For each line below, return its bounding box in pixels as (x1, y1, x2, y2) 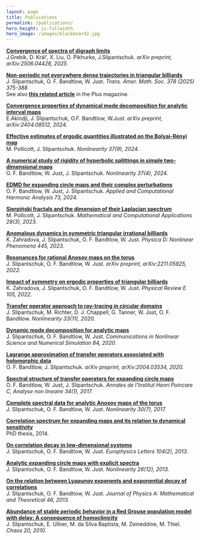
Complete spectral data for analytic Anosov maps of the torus (6, 399, 163, 406)
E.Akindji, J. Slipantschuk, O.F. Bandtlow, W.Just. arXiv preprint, (6, 115, 163, 122)
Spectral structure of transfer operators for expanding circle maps (6, 375, 174, 382)
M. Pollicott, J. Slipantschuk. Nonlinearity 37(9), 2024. (6, 146, 139, 153)
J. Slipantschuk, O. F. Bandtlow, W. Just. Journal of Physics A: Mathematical (6, 490, 194, 497)
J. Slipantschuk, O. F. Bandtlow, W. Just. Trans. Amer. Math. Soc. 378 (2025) (6, 78, 195, 85)
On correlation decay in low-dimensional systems (6, 442, 133, 449)
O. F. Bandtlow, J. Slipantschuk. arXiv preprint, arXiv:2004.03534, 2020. (6, 363, 184, 371)
